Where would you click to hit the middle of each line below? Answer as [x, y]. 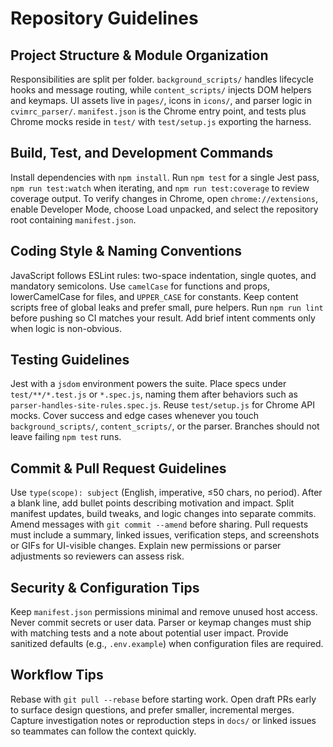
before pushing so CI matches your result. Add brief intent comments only [163, 318]
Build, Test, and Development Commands [142, 153]
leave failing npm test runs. [66, 437]
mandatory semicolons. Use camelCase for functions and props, [140, 286]
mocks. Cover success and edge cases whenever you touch [135, 416]
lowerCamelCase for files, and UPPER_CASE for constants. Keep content [154, 296]
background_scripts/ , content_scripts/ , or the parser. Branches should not [165, 426]
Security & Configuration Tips [105, 587]
